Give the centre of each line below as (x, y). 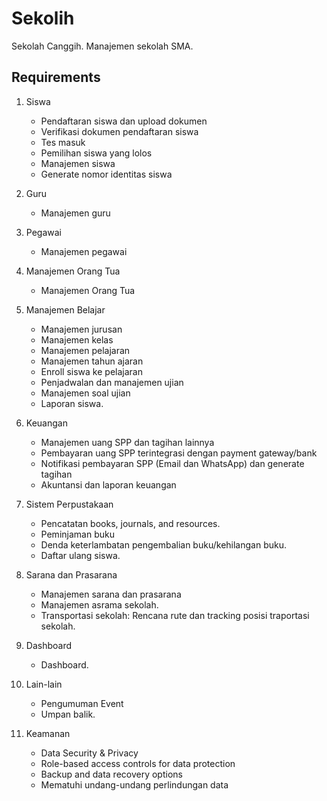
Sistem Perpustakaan (69, 504)
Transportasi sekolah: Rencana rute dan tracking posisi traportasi (175, 615)
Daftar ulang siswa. (80, 555)
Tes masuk (63, 142)
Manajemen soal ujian (85, 393)
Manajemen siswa (78, 163)
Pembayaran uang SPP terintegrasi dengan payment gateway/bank (179, 453)
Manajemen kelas (77, 339)
